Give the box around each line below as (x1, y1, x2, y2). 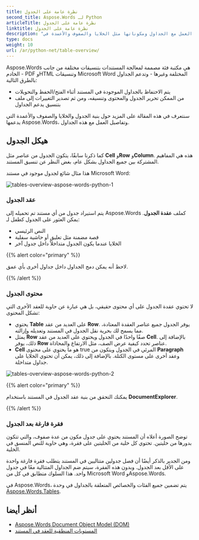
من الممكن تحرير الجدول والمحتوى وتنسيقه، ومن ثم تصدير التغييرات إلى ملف (14, 94, 184, 101)
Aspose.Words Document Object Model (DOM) (14, 521, 129, 528)
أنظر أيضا (6, 505, 37, 515)
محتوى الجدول (6, 289, 43, 298)
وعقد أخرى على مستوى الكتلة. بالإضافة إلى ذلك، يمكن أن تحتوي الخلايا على (14, 352, 180, 360)
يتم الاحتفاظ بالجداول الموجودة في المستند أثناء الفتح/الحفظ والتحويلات (14, 88, 171, 95)
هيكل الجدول (6, 136, 49, 146)
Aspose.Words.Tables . (6, 488, 61, 495)
